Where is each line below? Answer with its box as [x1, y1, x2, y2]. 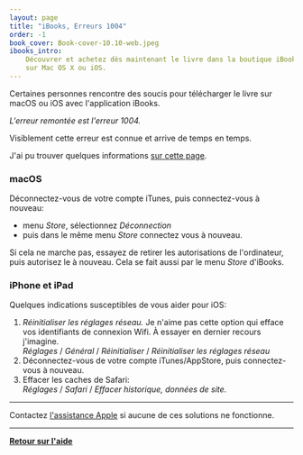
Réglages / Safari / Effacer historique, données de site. [22, 384, 227, 395]
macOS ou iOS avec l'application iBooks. [9, 97, 161, 108]
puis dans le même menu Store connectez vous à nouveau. [22, 230, 243, 241]
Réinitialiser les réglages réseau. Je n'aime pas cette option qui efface [22, 317, 284, 328]
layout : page [9, 13, 59, 23]
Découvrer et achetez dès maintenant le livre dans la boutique [25, 55, 272, 64]
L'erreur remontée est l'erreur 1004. [9, 114, 142, 126]
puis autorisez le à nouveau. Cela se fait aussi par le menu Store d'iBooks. [9, 257, 284, 268]
